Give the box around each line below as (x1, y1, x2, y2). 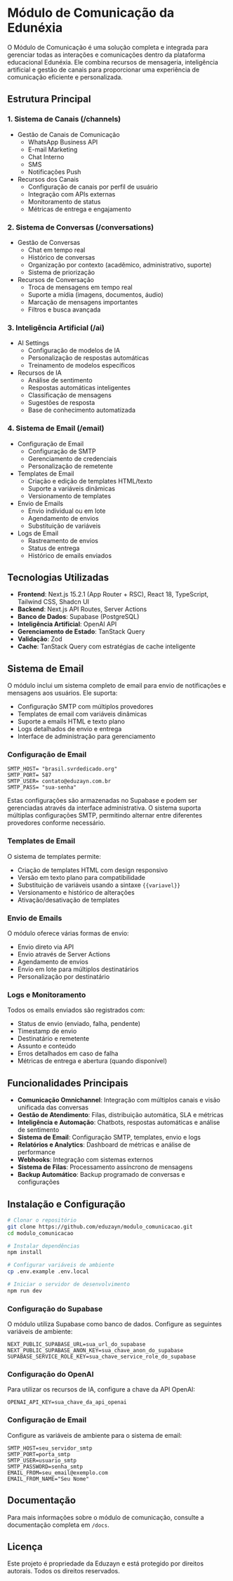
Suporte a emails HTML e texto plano (17, 717, 125, 726)
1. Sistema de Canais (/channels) (7, 114, 121, 124)
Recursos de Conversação (17, 275, 95, 283)
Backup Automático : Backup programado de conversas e (17, 1170, 185, 1179)
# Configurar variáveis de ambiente (7, 1262, 114, 1269)
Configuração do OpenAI (7, 1370, 94, 1380)
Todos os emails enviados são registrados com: (7, 1006, 145, 1015)
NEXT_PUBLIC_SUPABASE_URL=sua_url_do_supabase (7, 1341, 146, 1348)
